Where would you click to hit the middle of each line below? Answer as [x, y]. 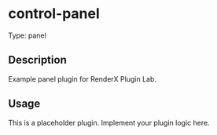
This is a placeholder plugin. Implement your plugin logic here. [109, 122]
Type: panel [28, 35]
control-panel [54, 14]
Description [37, 60]
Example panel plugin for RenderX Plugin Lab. [83, 78]
